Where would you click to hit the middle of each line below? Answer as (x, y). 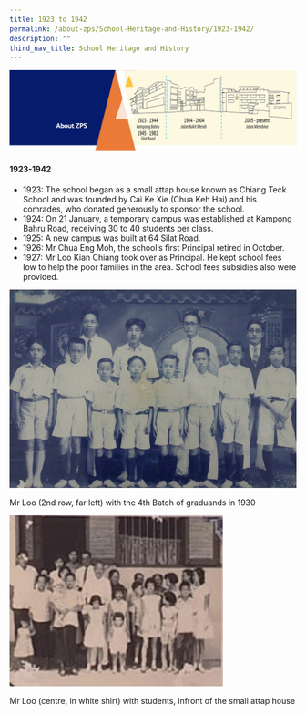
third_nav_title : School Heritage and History (99, 48)
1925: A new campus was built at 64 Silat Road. (112, 238)
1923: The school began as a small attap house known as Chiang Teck (154, 189)
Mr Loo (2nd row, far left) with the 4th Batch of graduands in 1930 (133, 503)
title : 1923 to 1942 (49, 19)
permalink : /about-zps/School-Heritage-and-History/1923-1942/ (132, 29)
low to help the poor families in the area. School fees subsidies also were (159, 267)
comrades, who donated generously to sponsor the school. (133, 209)
